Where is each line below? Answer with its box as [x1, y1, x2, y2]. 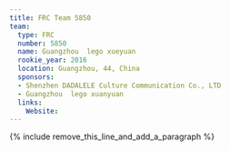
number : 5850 [17, 38, 67, 48]
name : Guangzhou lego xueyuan [17, 47, 136, 56]
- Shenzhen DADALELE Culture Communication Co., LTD [17, 81, 222, 90]
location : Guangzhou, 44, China [17, 65, 141, 74]
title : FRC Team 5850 [9, 13, 92, 23]
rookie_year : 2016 [17, 55, 88, 65]
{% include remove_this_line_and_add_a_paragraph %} [9, 131, 215, 142]
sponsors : [17, 73, 55, 82]
